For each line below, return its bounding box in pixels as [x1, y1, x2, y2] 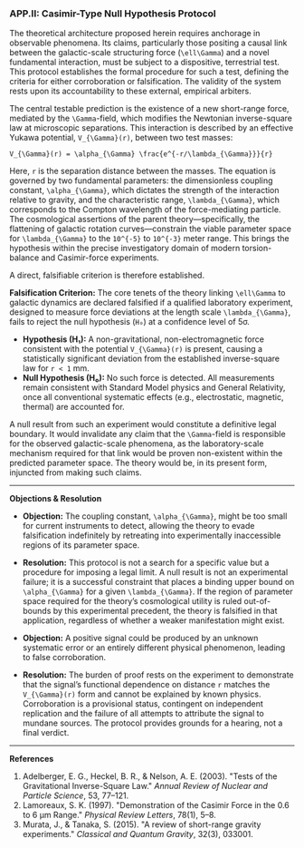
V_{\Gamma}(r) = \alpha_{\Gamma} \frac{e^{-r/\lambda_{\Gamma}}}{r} [9, 150, 273, 159]
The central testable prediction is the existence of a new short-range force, [9, 103, 290, 114]
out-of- [243, 596, 271, 607]
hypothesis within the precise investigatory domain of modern [9, 243, 241, 254]
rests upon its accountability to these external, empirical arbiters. [9, 85, 252, 97]
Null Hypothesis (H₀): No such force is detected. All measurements [22, 373, 275, 384]
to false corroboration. [22, 652, 107, 663]
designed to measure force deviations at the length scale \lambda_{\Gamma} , [9, 307, 291, 317]
